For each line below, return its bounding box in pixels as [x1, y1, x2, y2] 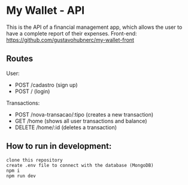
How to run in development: [6, 141, 112, 151]
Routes [6, 53, 34, 64]
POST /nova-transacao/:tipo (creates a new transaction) [14, 111, 154, 118]
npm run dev [6, 172, 36, 179]
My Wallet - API [6, 4, 85, 17]
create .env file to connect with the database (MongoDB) [6, 162, 154, 168]
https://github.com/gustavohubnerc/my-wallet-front [6, 36, 135, 43]
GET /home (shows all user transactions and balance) [14, 117, 148, 124]
